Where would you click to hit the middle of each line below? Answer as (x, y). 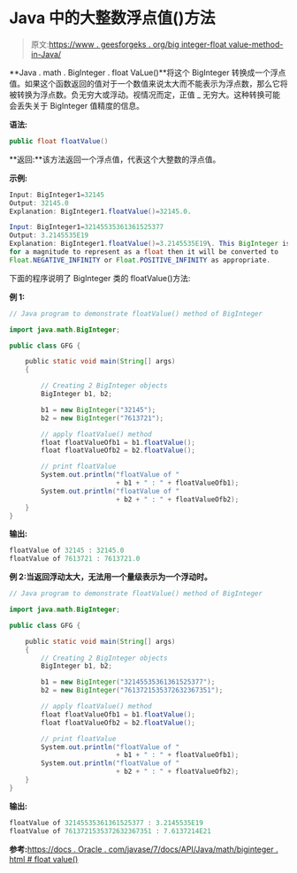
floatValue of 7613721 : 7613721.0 (75, 559)
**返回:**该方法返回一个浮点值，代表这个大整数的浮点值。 (115, 159)
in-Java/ (46, 54)
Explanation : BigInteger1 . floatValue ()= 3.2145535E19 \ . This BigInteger (144, 244)
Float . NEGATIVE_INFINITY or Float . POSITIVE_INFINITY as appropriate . (140, 260)
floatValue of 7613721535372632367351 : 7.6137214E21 (110, 831)
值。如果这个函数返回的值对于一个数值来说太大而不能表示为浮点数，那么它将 (148, 83)
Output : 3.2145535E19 (49, 235)
